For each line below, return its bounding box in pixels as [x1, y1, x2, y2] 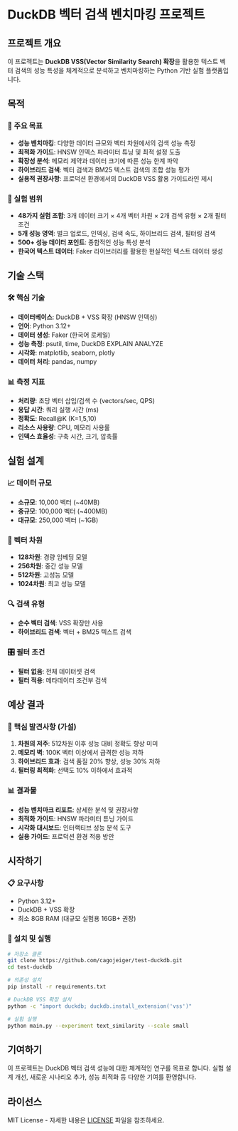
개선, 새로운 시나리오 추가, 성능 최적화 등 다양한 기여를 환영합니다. [14, 1073, 197, 1081]
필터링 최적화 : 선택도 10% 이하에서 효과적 [17, 766, 133, 775]
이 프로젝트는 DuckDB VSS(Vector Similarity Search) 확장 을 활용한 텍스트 [7, 58, 219, 66]
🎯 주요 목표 [7, 121, 43, 131]
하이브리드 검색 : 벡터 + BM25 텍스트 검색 [17, 627, 132, 636]
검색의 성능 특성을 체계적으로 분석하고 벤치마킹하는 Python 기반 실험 [14, 66, 205, 75]
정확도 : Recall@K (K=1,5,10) [17, 414, 97, 422]
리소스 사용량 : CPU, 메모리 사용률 [17, 423, 110, 432]
